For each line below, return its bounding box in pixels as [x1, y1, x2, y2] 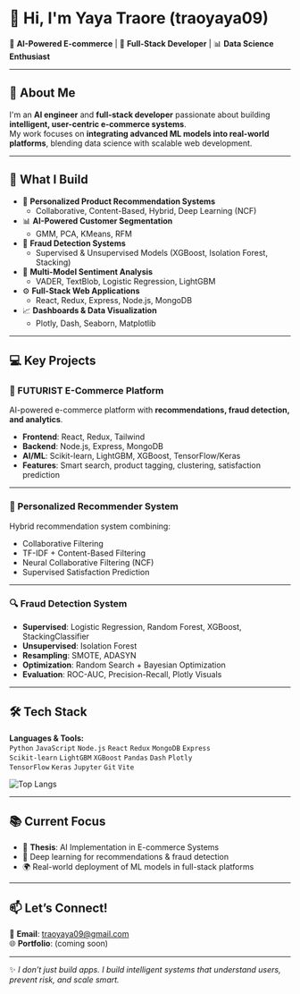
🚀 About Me [9, 85, 76, 101]
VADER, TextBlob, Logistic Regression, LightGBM [35, 276, 216, 286]
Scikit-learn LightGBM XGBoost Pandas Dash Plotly [9, 753, 193, 762]
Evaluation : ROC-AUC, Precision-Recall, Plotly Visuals [21, 668, 222, 679]
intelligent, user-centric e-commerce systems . [9, 118, 187, 129]
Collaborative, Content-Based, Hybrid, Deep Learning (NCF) [35, 205, 257, 216]
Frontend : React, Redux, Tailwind [21, 431, 146, 442]
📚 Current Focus [9, 814, 106, 829]
